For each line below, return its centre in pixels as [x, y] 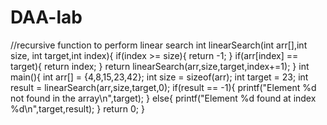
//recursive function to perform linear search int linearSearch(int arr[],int [159, 45]
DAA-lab [46, 17]
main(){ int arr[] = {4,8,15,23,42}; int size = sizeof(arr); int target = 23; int [159, 77]
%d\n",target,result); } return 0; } [77, 108]
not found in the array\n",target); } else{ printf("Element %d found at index [163, 98]
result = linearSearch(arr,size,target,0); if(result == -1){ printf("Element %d [163, 87]
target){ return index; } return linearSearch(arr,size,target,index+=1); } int [160, 66]
